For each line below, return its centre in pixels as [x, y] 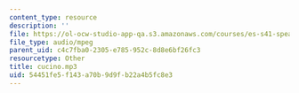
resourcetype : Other [48, 58]
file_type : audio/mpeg [51, 42]
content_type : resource [53, 17]
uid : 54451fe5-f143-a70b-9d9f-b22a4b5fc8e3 [91, 75]
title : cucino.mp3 [43, 67]
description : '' [39, 26]
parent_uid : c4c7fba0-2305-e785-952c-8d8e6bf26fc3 [105, 50]
